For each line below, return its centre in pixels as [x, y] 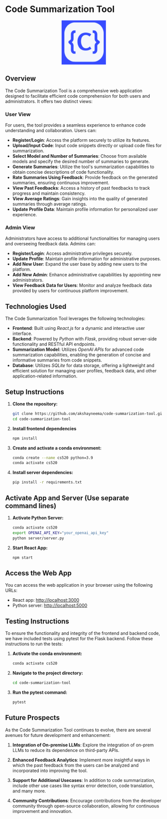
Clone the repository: [35, 403]
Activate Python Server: [38, 518]
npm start [23, 557]
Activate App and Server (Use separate [67, 498]
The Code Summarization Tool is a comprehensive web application [74, 91]
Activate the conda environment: [47, 654]
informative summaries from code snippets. [57, 360]
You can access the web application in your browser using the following [79, 585]
